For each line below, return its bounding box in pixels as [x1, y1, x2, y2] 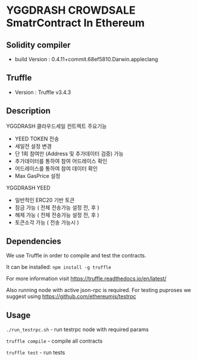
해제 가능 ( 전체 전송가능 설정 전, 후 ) [14, 211, 99, 218]
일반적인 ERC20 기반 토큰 [14, 196, 75, 203]
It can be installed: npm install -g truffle [6, 263, 111, 271]
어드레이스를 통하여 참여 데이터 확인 [14, 165, 98, 172]
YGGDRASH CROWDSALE [6, 4, 136, 17]
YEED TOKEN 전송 [14, 135, 60, 142]
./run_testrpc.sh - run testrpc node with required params [6, 326, 149, 333]
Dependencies [6, 236, 61, 247]
